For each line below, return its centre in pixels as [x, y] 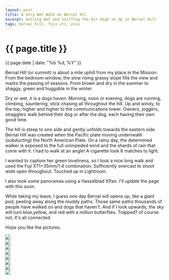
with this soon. [20, 186]
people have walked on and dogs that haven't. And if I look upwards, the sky [84, 207]
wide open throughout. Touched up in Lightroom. [56, 171]
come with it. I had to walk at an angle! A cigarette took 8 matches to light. [82, 151]
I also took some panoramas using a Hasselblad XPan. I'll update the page [82, 181]
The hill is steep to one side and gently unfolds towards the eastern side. [81, 129]
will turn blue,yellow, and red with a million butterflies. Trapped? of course [82, 213]
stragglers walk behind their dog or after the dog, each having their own [80, 114]
